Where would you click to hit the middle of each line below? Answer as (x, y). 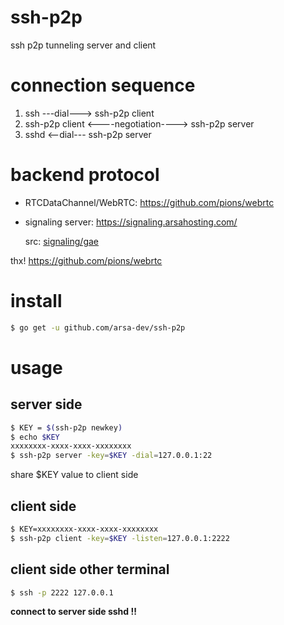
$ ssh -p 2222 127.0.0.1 (62, 592)
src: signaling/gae (61, 241)
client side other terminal (90, 569)
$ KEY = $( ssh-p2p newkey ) (66, 427)
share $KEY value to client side (74, 475)
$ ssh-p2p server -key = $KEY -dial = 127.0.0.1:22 (111, 456)
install (36, 301)
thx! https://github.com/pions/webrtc (86, 260)
